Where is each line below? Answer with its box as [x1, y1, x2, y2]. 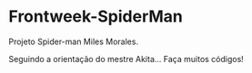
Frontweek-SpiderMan [8, 6, 184, 27]
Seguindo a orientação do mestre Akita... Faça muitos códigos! [8, 53, 245, 64]
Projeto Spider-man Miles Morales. [8, 36, 138, 47]
